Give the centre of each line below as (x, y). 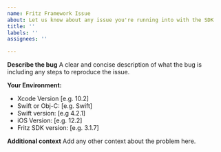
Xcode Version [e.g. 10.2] (53, 99)
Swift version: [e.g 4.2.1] (51, 113)
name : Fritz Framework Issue (49, 13)
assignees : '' (28, 39)
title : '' (21, 26)
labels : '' (23, 33)
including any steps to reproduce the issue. (69, 72)
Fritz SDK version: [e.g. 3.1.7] (58, 128)
